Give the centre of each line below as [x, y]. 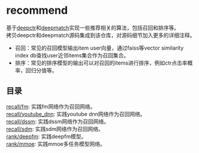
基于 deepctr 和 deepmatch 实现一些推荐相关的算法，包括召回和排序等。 [93, 27]
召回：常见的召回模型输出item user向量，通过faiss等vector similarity [99, 48]
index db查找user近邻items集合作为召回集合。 [72, 55]
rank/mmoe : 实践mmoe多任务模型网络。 [56, 143]
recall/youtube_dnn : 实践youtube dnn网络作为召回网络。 [76, 114]
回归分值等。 [41, 70]
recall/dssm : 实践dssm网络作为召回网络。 [58, 121]
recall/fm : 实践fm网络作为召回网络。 [51, 106]
